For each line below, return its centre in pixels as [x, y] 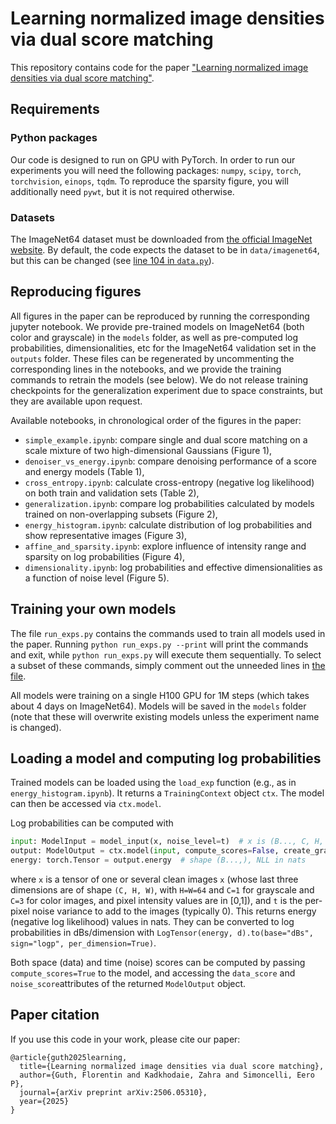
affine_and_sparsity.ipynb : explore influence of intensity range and [165, 546]
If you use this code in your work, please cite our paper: [125, 1039]
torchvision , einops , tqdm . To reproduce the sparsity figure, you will [149, 181]
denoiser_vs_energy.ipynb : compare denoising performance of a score [170, 461]
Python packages [54, 138]
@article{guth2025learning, [69, 1057]
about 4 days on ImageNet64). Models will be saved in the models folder [158, 706]
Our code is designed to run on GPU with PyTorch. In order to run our [153, 159]
